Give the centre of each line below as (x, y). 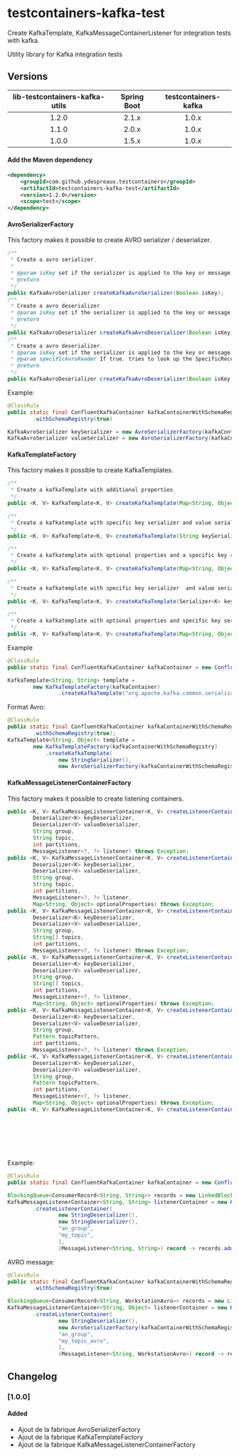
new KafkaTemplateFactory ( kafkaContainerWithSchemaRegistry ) (126, 747)
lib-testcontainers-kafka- (59, 96)
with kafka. (23, 40)
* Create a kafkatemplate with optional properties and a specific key (119, 556)
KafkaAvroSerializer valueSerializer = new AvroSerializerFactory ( (110, 438)
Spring (132, 96)
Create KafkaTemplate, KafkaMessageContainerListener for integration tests (119, 33)
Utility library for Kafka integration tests (65, 54)
